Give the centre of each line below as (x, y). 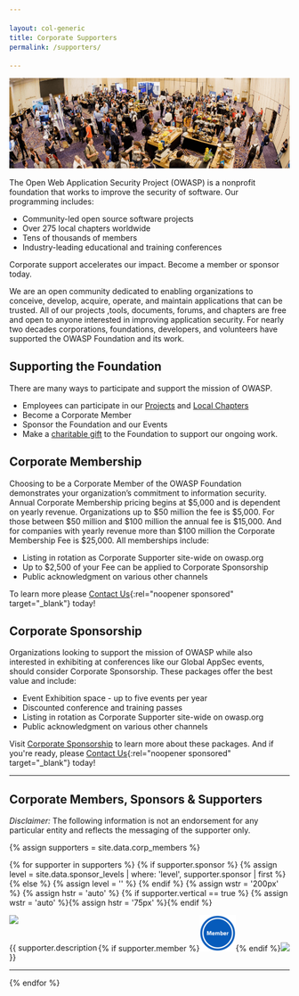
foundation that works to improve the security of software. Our (124, 192)
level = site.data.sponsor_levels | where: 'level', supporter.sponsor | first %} (148, 875)
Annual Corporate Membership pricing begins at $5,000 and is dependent (145, 502)
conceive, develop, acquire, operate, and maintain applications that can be (146, 300)
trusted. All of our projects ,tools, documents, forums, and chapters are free (148, 310)
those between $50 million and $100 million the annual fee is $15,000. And (145, 521)
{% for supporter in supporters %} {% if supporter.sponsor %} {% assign (143, 865)
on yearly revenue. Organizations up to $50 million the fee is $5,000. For (142, 512)
